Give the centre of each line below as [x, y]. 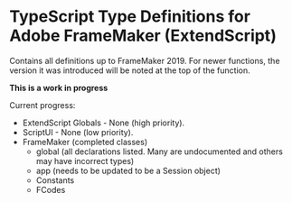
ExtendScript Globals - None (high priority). [104, 123]
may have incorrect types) [85, 161]
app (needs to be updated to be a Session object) [128, 170]
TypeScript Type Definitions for [130, 17]
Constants [55, 180]
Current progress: [42, 105]
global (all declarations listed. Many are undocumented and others [159, 151]
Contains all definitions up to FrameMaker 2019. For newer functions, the [145, 60]
